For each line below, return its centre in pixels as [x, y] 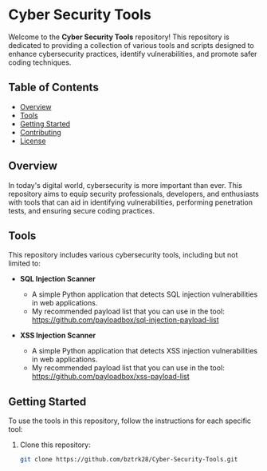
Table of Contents [54, 88]
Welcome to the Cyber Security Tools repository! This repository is [119, 37]
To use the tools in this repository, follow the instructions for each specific [130, 421]
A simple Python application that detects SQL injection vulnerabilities [145, 294]
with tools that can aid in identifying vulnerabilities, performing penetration [131, 202]
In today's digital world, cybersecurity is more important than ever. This [126, 185]
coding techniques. [40, 62]
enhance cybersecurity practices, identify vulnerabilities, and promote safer [133, 54]
